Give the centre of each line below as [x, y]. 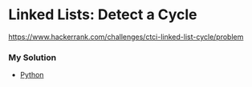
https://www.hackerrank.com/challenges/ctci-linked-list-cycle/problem [126, 37]
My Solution [33, 57]
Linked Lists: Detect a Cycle [103, 15]
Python [32, 75]
